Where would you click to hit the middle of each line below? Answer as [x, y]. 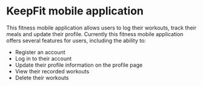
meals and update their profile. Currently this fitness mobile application [95, 34]
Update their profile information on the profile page [79, 65]
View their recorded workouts [52, 71]
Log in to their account [43, 58]
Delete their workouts [42, 78]
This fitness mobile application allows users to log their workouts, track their [101, 28]
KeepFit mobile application [75, 11]
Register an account [40, 52]
